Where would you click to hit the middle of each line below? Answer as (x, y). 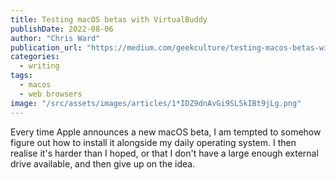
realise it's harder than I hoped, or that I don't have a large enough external (164, 153)
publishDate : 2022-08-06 (62, 29)
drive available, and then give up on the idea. (103, 163)
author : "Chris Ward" (55, 38)
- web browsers (51, 94)
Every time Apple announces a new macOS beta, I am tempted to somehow (166, 132)
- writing (39, 66)
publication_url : (46, 47)
